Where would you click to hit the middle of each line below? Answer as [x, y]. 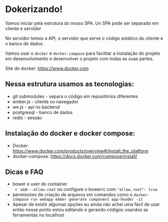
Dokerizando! [34, 9]
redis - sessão [27, 118]
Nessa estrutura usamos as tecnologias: [70, 84]
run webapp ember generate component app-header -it [87, 199]
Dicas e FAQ [24, 172]
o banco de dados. [25, 43]
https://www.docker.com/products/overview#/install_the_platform [80, 151]
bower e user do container [40, 184]
